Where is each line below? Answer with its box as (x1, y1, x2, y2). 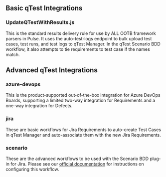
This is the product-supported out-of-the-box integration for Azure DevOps (5, 92, 161, 98)
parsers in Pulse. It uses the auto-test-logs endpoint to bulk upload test (5, 35, 152, 41)
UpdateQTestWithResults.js (5, 19, 75, 26)
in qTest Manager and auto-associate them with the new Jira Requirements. (5, 132, 161, 138)
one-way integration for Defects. (5, 103, 73, 109)
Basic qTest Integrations (5, 4, 83, 12)
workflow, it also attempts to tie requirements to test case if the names (5, 46, 150, 52)
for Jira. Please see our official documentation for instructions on (10, 161, 144, 167)
